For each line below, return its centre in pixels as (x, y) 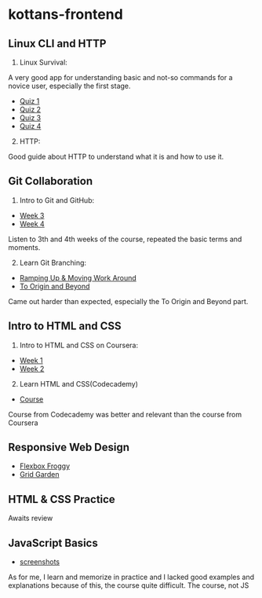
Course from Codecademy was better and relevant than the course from (125, 414)
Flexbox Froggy (45, 466)
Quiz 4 (30, 126)
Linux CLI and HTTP (57, 44)
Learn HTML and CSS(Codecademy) (79, 383)
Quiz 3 (30, 118)
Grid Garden (39, 475)
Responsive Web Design (69, 448)
